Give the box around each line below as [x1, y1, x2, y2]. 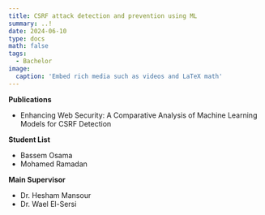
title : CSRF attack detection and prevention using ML [8, 11, 198, 20]
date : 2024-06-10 [8, 27, 67, 35]
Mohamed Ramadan [19, 159, 88, 169]
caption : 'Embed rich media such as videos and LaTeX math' [15, 72, 223, 80]
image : [8, 65, 31, 73]
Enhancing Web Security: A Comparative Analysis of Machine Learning [19, 110, 258, 120]
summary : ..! [8, 19, 53, 28]
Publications [8, 94, 52, 104]
